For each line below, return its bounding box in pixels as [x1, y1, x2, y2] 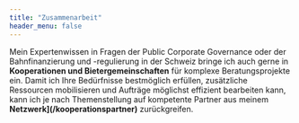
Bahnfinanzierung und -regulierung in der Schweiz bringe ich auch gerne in [9, 56, 289, 66]
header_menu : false [9, 22, 83, 31]
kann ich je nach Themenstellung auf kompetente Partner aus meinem [9, 93, 269, 104]
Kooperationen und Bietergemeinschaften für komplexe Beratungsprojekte [9, 65, 290, 76]
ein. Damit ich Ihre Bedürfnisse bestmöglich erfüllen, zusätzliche [9, 75, 249, 85]
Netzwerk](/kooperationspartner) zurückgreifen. [9, 103, 194, 114]
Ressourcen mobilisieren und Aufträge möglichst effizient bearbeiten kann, [9, 84, 286, 95]
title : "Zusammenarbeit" [9, 13, 102, 22]
